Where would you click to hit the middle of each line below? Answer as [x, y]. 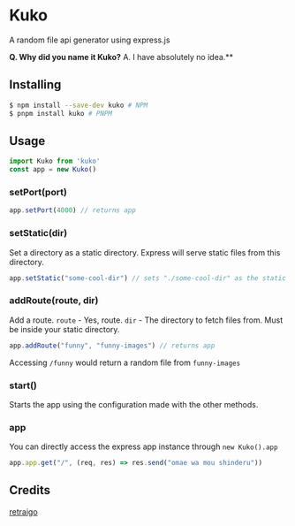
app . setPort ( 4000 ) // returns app [73, 210]
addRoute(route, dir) [54, 301]
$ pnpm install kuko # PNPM [61, 113]
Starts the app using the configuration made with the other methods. [134, 404]
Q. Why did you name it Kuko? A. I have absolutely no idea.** [121, 57]
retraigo [23, 511]
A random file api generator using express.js [90, 40]
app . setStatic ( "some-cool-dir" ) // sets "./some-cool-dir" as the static [148, 278]
